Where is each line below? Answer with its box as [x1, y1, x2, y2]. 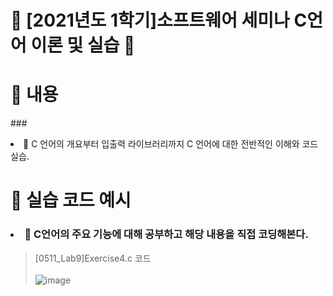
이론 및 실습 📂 [30, 34, 136, 57]
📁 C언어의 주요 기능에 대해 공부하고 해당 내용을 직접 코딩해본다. [24, 227, 309, 241]
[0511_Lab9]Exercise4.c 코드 [34, 252, 152, 264]
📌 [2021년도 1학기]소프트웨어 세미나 [10, 9, 290, 32]
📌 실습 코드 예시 [10, 189, 132, 212]
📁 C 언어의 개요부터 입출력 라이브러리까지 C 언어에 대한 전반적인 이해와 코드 [23, 138, 319, 150]
